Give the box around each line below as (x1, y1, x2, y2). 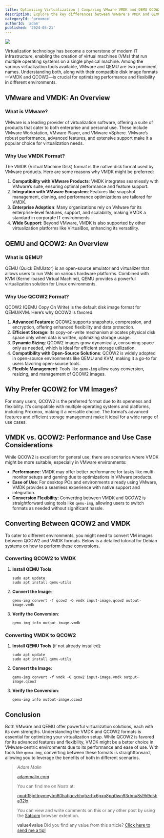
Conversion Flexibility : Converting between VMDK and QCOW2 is (12, 495, 146, 501)
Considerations (5, 441, 53, 449)
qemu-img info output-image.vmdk (12, 620, 81, 625)
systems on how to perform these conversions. (5, 543, 100, 549)
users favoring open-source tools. (12, 361, 81, 367)
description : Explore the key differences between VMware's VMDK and (5, 12, 150, 17)
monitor (12, 474, 28, 480)
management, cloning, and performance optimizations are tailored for (12, 194, 152, 200)
